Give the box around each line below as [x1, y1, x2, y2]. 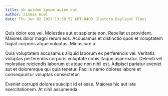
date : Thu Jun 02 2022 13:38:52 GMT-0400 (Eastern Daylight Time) [5, 16, 147, 21]
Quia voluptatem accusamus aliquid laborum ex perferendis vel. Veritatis [5, 50, 155, 56]
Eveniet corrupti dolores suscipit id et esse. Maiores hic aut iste [5, 81, 136, 87]
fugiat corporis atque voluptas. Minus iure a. [5, 41, 97, 47]
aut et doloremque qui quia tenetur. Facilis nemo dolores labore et [5, 66, 141, 72]
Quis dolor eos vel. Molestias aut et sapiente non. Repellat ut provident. [5, 30, 152, 36]
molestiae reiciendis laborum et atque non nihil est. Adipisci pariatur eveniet [5, 61, 162, 67]
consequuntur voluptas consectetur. [5, 72, 80, 78]
